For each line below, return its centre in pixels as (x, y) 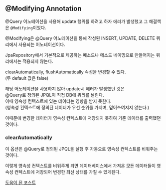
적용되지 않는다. (38, 61)
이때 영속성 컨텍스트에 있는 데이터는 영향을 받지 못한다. (58, 101)
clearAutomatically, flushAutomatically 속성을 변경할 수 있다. (66, 72)
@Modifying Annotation (43, 9)
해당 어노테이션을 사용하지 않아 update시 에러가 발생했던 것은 (65, 89)
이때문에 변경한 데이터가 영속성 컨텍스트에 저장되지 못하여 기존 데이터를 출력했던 (83, 118)
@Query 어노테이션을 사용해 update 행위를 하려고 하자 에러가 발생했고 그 (77, 21)
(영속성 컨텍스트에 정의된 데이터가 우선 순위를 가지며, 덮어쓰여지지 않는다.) (77, 107)
